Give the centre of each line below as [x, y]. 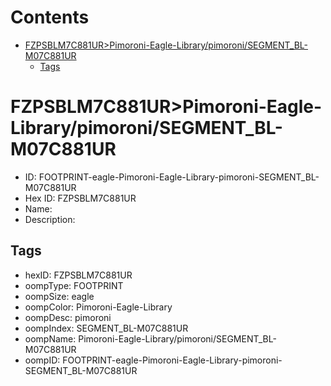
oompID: [42, 360]
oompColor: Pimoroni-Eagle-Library [98, 307]
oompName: [50, 338]
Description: [50, 219]
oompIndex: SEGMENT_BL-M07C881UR [106, 328]
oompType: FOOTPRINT [74, 285]
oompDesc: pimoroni [68, 317]
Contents [50, 17]
